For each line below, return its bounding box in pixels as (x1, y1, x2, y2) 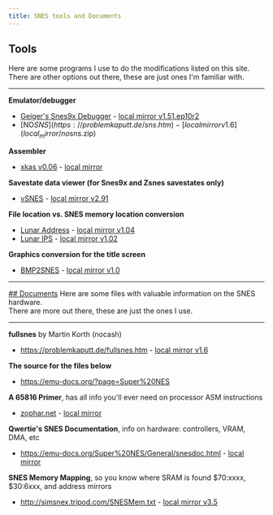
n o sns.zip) (60, 129, 97, 138)
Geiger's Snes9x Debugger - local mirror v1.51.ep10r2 (19, 111, 200, 121)
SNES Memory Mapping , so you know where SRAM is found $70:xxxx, (8, 473, 246, 482)
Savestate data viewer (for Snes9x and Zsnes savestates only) (8, 178, 225, 188)
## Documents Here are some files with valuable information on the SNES (8, 289, 256, 299)
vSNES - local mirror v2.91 (19, 194, 109, 203)
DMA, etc (8, 433, 40, 443)
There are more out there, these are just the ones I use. (8, 306, 193, 316)
